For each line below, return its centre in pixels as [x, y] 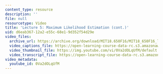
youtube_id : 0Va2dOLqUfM [34, 64]
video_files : [18, 37]
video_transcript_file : [33, 55]
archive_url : [23, 41]
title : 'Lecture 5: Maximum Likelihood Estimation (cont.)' [67, 28]
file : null [16, 18]
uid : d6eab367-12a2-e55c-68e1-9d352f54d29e [50, 32]
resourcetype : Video [26, 23]
